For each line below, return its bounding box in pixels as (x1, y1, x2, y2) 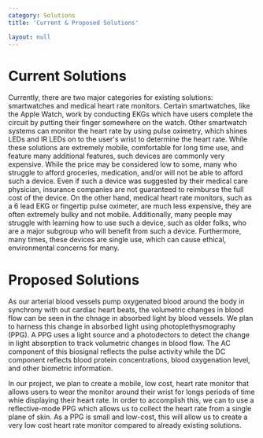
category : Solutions (8, 11, 76, 20)
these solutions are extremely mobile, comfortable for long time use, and (8, 143, 244, 153)
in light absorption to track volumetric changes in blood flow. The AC (8, 339, 231, 348)
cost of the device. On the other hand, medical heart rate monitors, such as (8, 193, 252, 203)
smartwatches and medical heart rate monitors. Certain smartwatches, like (8, 101, 250, 111)
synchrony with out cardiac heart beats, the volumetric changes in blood (8, 305, 244, 315)
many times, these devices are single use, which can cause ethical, (8, 235, 227, 245)
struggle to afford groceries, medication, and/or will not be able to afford (8, 168, 243, 178)
